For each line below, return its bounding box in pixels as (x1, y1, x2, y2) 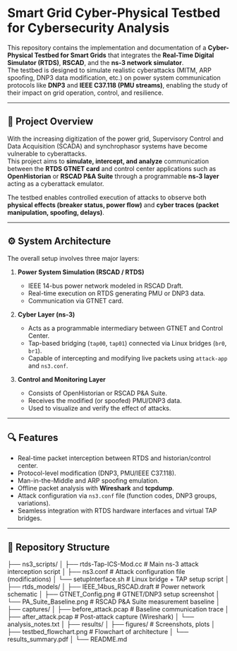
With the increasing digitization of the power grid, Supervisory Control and (7, 134, 224, 143)
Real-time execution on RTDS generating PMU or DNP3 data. (28, 288, 206, 298)
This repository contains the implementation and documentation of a (7, 43, 207, 52)
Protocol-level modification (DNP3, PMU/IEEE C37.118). (17, 469, 176, 478)
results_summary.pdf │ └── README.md (7, 635, 128, 644)
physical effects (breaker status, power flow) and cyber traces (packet (7, 200, 219, 209)
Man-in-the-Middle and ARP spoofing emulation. (17, 476, 160, 485)
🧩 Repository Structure (7, 541, 110, 553)
